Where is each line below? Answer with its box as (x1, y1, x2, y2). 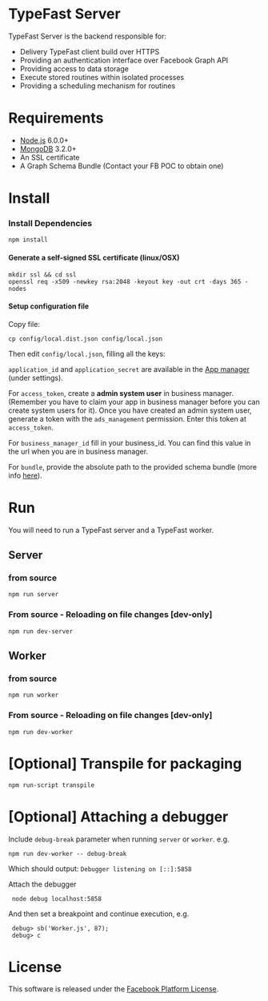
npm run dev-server (8, 627, 74, 636)
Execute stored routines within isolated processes (19, 72, 185, 82)
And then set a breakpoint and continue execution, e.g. (8, 909, 190, 918)
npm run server (8, 591, 59, 599)
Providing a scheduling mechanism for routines (19, 81, 176, 91)
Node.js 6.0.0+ (19, 135, 70, 145)
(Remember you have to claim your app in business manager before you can (8, 397, 260, 406)
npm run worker (8, 691, 59, 700)
